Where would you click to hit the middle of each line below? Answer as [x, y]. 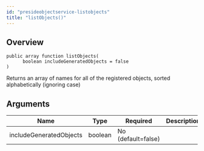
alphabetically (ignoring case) [43, 85]
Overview [25, 42]
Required [139, 121]
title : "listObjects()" [36, 18]
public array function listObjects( [53, 56]
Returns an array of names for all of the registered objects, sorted [88, 78]
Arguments [28, 104]
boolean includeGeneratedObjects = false [76, 61]
